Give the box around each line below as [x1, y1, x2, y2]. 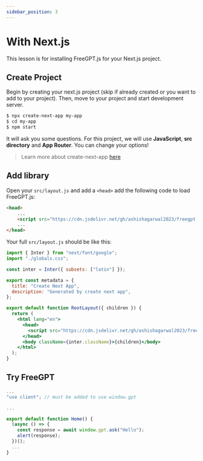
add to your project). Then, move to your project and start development [6, 95, 184, 102]
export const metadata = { [6, 277, 74, 283]
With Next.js [6, 34, 70, 48]
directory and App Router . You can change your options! [6, 141, 149, 149]
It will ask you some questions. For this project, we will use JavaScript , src [6, 135, 193, 142]
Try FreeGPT [6, 372, 55, 382]
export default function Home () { [6, 416, 94, 422]
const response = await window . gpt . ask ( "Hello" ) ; [17, 427, 145, 433]
